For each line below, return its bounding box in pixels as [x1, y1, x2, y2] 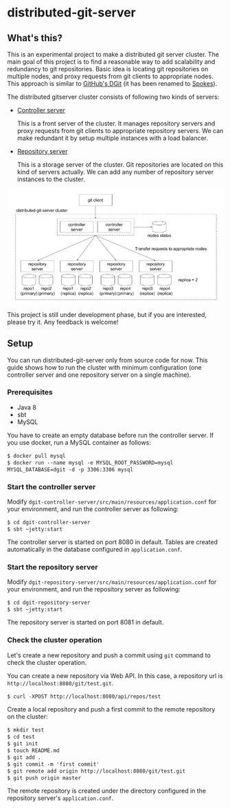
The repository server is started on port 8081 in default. [7, 618, 164, 626]
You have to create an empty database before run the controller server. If [7, 431, 214, 439]
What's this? [7, 32, 63, 44]
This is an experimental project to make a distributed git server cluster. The [7, 50, 220, 58]
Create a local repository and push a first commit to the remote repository [7, 705, 216, 713]
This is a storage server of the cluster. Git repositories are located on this [16, 161, 224, 169]
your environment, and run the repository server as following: [7, 585, 181, 594]
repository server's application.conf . [7, 794, 114, 802]
